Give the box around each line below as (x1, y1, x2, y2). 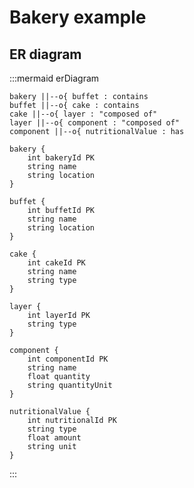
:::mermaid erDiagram (9, 72, 100, 84)
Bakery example (9, 6, 147, 29)
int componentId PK (27, 354, 109, 364)
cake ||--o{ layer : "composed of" (9, 109, 158, 119)
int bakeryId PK (27, 153, 96, 163)
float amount (27, 433, 82, 443)
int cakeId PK (27, 258, 86, 268)
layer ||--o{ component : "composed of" (9, 118, 181, 128)
